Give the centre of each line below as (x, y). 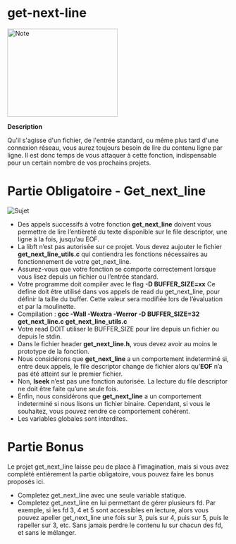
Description (25, 126)
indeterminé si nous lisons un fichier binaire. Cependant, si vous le (114, 403)
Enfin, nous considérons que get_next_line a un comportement (110, 396)
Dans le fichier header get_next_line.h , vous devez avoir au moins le (117, 343)
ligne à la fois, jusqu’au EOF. (58, 239)
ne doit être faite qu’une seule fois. (68, 388)
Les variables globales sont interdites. (73, 418)
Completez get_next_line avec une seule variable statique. (102, 495)
